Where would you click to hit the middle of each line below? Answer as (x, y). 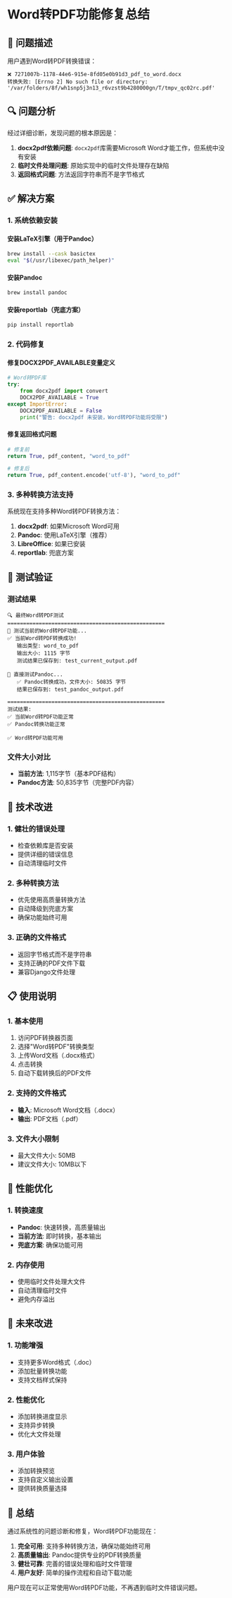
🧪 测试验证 (30, 577)
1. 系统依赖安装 (33, 221)
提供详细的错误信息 (45, 854)
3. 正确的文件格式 (37, 938)
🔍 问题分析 (32, 111)
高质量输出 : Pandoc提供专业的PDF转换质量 (79, 1555)
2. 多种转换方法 (33, 883)
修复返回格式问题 (32, 434)
